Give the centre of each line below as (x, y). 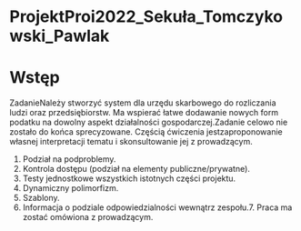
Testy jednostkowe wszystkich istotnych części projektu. (129, 178)
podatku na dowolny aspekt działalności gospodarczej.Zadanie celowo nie (149, 122)
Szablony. (41, 198)
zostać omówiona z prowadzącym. (88, 217)
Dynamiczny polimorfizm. (70, 188)
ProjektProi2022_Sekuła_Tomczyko (146, 17)
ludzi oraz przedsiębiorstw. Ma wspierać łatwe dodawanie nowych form (144, 113)
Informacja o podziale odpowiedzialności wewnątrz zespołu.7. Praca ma (157, 207)
